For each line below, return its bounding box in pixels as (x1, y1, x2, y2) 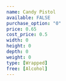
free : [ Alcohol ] (6, 65, 48, 72)
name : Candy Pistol (6, 9, 56, 15)
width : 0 (6, 37, 29, 43)
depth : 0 (6, 49, 29, 55)
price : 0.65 (6, 26, 37, 32)
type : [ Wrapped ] (6, 60, 48, 66)
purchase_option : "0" (6, 20, 62, 26)
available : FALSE (6, 15, 51, 21)
